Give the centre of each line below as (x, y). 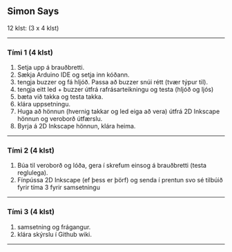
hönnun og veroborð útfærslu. (60, 119)
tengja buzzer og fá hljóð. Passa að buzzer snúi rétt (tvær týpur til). (113, 82)
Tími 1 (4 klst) (30, 52)
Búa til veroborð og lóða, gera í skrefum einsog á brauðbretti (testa (112, 166)
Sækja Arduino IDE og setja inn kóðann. (73, 75)
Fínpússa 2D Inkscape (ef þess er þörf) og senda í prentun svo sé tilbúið (120, 180)
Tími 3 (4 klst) (31, 212)
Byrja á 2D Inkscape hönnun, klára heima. (76, 126)
